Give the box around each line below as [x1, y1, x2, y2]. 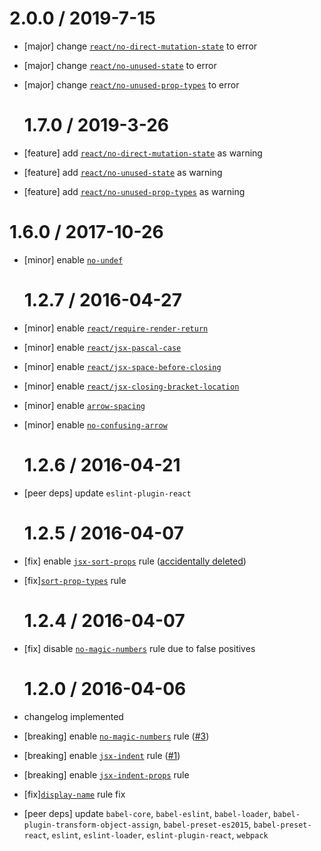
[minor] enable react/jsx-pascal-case [23, 341, 182, 353]
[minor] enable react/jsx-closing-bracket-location [23, 380, 240, 392]
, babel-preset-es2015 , [158, 818, 252, 830]
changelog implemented [23, 710, 124, 722]
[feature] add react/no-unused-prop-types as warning [23, 185, 246, 197]
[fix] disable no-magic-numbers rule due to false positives [23, 642, 256, 654]
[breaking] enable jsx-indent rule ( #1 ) [23, 749, 181, 761]
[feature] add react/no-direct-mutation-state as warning [23, 147, 263, 159]
